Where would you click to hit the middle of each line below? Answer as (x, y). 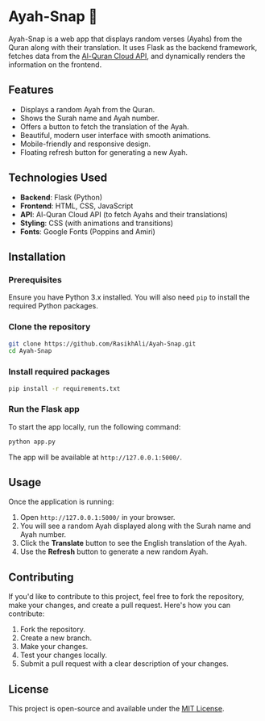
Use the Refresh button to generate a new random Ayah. (114, 551)
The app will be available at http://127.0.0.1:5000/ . (95, 457)
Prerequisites (35, 279)
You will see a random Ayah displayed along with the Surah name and (135, 526)
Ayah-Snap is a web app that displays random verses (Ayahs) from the (125, 39)
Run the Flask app (44, 409)
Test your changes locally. (63, 655)
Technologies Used (58, 178)
